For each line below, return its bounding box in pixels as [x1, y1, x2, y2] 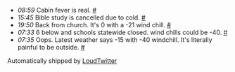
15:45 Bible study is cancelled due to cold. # [17, 13, 146, 22]
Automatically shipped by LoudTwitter [7, 57, 118, 65]
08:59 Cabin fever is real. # [17, 6, 97, 14]
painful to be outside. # [17, 43, 85, 51]
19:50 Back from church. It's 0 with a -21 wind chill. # [17, 21, 171, 29]
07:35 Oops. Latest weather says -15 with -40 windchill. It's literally [17, 36, 212, 44]
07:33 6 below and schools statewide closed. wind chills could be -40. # [17, 28, 228, 36]
